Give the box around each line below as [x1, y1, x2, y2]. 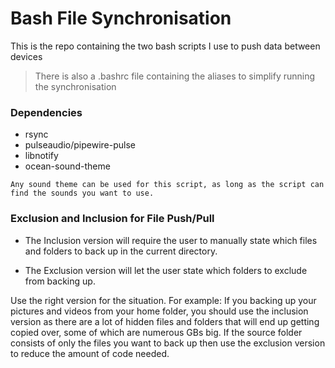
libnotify [24, 150, 59, 162]
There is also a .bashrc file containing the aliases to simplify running [34, 70, 316, 82]
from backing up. [24, 275, 96, 287]
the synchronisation [34, 80, 117, 92]
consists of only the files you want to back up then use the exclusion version [10, 337, 326, 349]
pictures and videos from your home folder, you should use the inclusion [10, 305, 309, 317]
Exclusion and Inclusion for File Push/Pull [10, 212, 215, 226]
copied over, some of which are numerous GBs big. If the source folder [10, 326, 303, 338]
